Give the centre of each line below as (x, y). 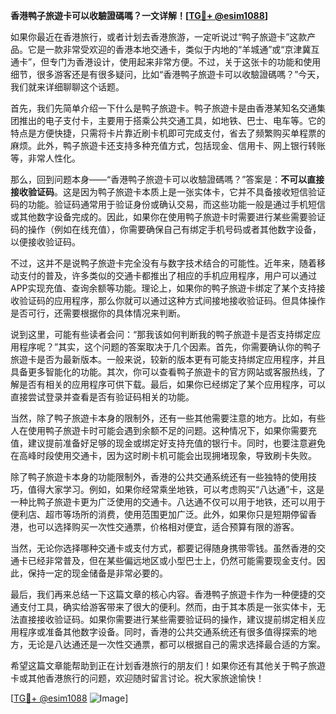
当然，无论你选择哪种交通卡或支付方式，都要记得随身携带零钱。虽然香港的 (163, 548)
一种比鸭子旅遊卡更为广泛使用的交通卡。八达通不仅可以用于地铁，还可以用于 (168, 502)
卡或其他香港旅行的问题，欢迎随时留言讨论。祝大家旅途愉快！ (137, 678)
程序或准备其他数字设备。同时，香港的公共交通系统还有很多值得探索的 (163, 632)
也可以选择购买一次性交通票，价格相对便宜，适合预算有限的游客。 (163, 527)
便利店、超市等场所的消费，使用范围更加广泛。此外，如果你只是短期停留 (159, 514)
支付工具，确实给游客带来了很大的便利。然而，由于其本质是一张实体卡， (167, 607)
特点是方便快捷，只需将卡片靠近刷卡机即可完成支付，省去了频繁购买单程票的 (168, 133)
